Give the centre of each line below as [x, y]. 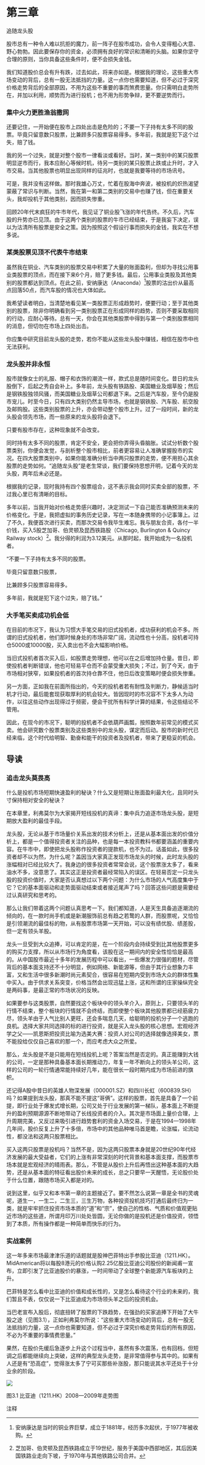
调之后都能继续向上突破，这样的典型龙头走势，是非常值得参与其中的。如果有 [103, 1356]
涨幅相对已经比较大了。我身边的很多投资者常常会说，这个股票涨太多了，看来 [103, 865]
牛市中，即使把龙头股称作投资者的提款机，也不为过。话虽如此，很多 [108, 849]
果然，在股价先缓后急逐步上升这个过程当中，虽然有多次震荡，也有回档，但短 [103, 1348]
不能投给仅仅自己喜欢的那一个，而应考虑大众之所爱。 [73, 1042]
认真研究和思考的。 [35, 895]
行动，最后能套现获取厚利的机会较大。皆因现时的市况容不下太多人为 [102, 694]
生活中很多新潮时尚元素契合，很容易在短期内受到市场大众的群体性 [110, 975]
